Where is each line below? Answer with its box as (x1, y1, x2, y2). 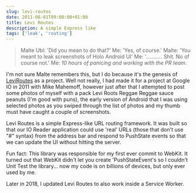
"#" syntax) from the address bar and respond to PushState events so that (6, 132, 187, 139)
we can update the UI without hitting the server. (6, 139, 122, 146)
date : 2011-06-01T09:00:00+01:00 (6, 14, 88, 20)
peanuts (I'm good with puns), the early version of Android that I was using (6, 96, 188, 103)
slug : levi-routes (6, 8, 51, 15)
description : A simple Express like (6, 25, 96, 31)
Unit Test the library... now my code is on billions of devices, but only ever (6, 163, 185, 170)
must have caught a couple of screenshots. (6, 109, 111, 116)
